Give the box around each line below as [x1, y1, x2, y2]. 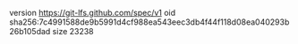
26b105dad [9, 26, 51, 36]
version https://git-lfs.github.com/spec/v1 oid [9, 8, 176, 18]
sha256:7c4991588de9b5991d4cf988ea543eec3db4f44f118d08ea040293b [9, 17, 290, 27]
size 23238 [52, 26, 94, 36]
